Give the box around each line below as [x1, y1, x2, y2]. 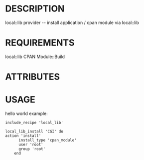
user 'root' [18, 142, 43, 147]
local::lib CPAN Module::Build [5, 53, 65, 59]
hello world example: [5, 110, 48, 116]
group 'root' [18, 146, 46, 151]
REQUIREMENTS [5, 37, 75, 48]
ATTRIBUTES [5, 71, 60, 82]
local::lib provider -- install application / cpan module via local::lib [5, 19, 140, 25]
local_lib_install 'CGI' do [5, 129, 64, 134]
